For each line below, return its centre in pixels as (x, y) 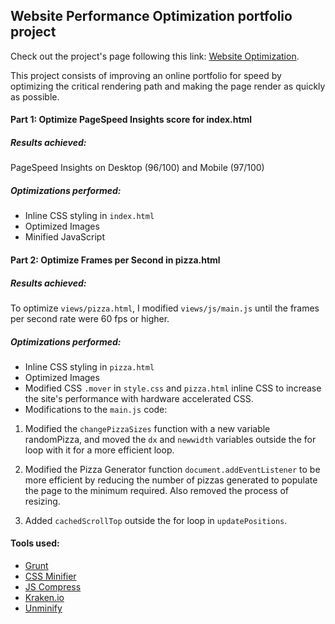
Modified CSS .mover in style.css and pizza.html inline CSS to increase (173, 388)
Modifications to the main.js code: (96, 409)
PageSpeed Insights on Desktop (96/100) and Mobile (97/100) (137, 168)
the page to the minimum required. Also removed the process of (157, 490)
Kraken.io (44, 598)
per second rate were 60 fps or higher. (90, 318)
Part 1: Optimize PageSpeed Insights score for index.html (131, 120)
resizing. (42, 501)
